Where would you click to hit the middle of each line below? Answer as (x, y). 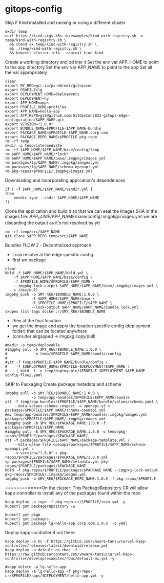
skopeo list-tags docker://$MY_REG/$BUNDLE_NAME (55, 312)
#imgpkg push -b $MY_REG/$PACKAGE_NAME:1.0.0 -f (55, 423)
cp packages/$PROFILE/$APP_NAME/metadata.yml (52, 461)
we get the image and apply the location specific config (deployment (81, 326)
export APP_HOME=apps (27, 103)
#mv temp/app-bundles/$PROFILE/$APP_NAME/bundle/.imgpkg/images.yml (76, 414)
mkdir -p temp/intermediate (34, 145)
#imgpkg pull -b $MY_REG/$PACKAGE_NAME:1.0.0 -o (55, 431)
